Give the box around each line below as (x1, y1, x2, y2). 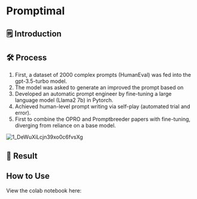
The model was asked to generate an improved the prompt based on (14, 84, 184, 91)
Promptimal (6, 4, 65, 18)
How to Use (6, 171, 50, 181)
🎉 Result (6, 151, 38, 161)
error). (14, 109, 31, 117)
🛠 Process (6, 52, 47, 63)
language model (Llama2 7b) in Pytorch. (14, 97, 113, 104)
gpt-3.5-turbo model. (14, 77, 67, 85)
